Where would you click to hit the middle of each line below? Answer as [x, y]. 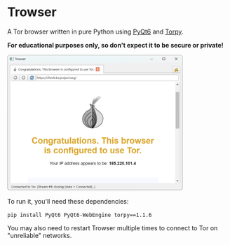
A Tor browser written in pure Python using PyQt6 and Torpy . [95, 31]
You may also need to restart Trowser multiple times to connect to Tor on [113, 227]
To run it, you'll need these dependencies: [68, 201]
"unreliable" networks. [40, 235]
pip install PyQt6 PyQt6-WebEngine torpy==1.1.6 [80, 215]
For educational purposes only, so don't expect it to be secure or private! [116, 45]
